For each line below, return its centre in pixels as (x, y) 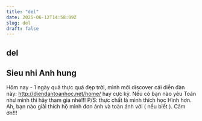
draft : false (23, 28)
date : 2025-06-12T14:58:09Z (42, 17)
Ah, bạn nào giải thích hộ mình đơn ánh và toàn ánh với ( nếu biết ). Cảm (96, 107)
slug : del (19, 23)
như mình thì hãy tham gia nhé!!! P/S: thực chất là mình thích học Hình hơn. (99, 100)
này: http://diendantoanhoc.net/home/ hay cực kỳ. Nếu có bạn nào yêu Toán (101, 94)
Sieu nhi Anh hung (42, 73)
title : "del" (23, 12)
